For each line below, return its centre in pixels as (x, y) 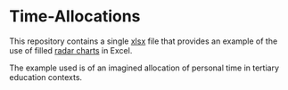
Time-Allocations (75, 16)
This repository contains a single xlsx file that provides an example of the (144, 41)
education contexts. (46, 77)
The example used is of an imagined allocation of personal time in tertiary (144, 68)
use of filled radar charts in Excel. (71, 50)
